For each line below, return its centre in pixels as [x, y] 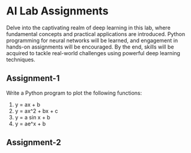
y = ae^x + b [30, 124]
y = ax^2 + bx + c [36, 111]
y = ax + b [28, 104]
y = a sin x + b [32, 117]
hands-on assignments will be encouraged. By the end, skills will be [90, 47]
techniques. [21, 59]
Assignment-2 [34, 142]
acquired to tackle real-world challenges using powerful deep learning [93, 53]
